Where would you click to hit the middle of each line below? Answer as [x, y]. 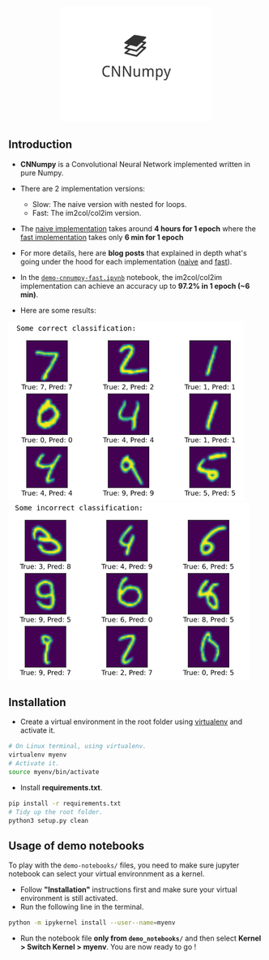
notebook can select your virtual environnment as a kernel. [107, 874]
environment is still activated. [69, 898]
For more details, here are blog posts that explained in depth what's [133, 252]
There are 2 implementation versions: [83, 188]
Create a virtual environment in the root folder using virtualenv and [131, 722]
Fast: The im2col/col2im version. [87, 213]
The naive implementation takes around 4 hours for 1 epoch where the [138, 228]
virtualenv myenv [38, 755]
